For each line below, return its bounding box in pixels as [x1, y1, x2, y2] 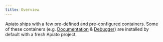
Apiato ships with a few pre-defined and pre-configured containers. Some [5, 21, 158, 27]
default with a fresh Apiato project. [5, 31, 77, 37]
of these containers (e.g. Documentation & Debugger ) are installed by [5, 26, 149, 32]
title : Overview [5, 7, 39, 12]
